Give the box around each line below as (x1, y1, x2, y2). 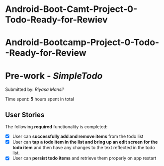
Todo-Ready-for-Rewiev (5, 14, 108, 25)
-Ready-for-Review (5, 47, 87, 59)
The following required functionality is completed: (5, 124, 108, 130)
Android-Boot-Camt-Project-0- (5, 3, 138, 15)
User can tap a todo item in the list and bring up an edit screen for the (12, 139, 158, 145)
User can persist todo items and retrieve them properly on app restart (12, 155, 157, 161)
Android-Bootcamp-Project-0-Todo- (5, 37, 160, 48)
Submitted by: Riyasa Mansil (5, 86, 64, 92)
